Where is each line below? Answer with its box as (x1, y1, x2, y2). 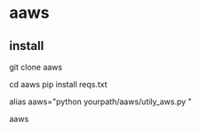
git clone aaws (9, 61, 63, 72)
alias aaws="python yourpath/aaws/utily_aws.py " (9, 96, 193, 107)
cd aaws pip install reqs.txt (9, 79, 108, 89)
